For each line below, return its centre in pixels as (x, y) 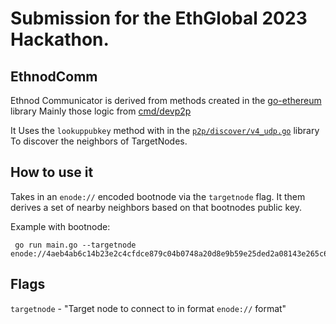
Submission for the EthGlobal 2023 (159, 18)
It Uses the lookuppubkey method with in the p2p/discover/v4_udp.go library (165, 130)
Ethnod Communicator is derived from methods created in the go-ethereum (166, 100)
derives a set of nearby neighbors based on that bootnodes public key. (156, 207)
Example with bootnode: (60, 226)
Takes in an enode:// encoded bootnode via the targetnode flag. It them (158, 196)
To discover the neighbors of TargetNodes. (99, 141)
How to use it (52, 172)
